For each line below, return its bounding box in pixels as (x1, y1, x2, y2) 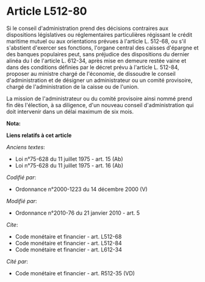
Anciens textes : (6, 143, 46, 150)
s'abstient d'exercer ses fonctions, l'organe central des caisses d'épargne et (6, 44, 199, 51)
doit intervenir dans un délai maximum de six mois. (6, 108, 134, 115)
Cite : (6, 221, 18, 228)
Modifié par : (6, 197, 38, 204)
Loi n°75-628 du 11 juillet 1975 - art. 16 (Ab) (15, 161, 124, 169)
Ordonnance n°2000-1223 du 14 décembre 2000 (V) (15, 185, 148, 193)
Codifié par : (6, 173, 37, 181)
